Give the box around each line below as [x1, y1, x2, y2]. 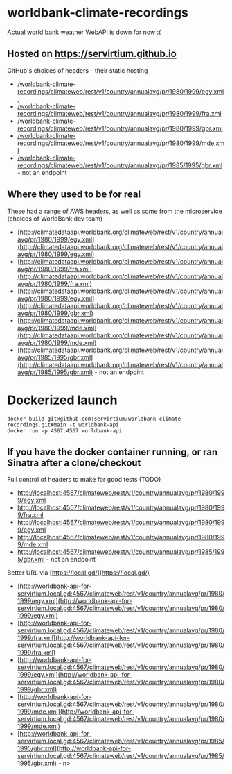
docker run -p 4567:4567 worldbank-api [7, 427, 123, 435]
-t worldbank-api [69, 421, 119, 428]
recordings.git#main [7, 421, 67, 428]
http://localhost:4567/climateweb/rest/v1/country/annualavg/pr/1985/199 [17, 548, 225, 556]
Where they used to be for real [7, 189, 141, 201]
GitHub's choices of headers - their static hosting [7, 66, 148, 74]
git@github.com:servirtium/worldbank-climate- [47, 415, 185, 422]
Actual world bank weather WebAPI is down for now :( [7, 28, 161, 36]
